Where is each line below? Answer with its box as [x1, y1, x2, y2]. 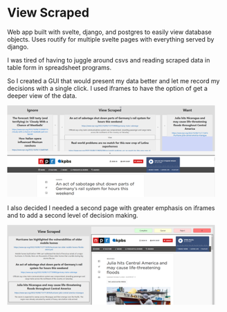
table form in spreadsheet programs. [7, 63, 112, 71]
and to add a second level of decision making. [7, 211, 138, 220]
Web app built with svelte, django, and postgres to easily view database [7, 28, 212, 36]
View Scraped [7, 5, 90, 21]
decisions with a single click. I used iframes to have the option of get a [7, 84, 208, 92]
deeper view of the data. [7, 92, 78, 100]
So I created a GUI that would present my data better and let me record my [7, 76, 220, 85]
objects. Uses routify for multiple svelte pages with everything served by [7, 35, 215, 43]
